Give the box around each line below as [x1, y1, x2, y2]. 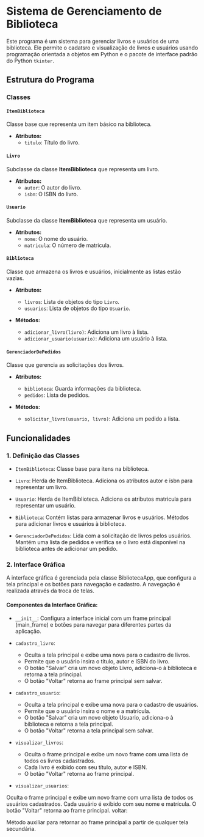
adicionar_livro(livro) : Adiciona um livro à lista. [24, 328, 149, 336]
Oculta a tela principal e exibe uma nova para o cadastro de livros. [24, 651, 191, 658]
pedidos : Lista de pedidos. [24, 391, 90, 399]
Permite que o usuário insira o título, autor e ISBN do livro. [24, 658, 170, 665]
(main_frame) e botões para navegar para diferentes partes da [15, 621, 172, 629]
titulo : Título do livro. [24, 139, 80, 146]
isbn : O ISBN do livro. [24, 190, 79, 197]
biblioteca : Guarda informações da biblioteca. [24, 385, 142, 393]
